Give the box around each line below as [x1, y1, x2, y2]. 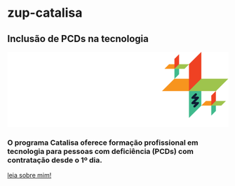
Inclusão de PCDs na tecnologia [7, 33, 149, 45]
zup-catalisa [7, 5, 83, 21]
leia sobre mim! [7, 171, 52, 180]
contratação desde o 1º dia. [7, 155, 103, 165]
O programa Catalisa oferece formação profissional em [7, 138, 199, 148]
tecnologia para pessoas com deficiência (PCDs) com [7, 147, 194, 157]
